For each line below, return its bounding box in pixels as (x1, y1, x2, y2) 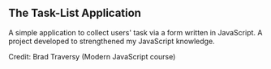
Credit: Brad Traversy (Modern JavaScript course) (8, 51, 176, 61)
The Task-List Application (8, 6, 142, 20)
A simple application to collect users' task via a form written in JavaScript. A (8, 27, 263, 37)
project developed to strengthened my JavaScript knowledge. (8, 36, 215, 46)
